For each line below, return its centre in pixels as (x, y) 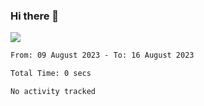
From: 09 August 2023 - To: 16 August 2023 (102, 55)
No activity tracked (53, 92)
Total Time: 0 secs (51, 74)
